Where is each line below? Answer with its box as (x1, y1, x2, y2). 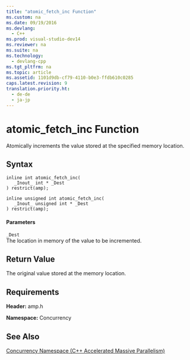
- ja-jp (11, 97, 31, 103)
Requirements (6, 287, 59, 297)
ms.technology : (6, 53, 44, 59)
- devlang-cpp (11, 58, 46, 64)
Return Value (6, 254, 55, 264)
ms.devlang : (6, 25, 36, 31)
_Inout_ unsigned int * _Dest (14, 201, 89, 207)
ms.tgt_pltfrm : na (6, 63, 51, 70)
